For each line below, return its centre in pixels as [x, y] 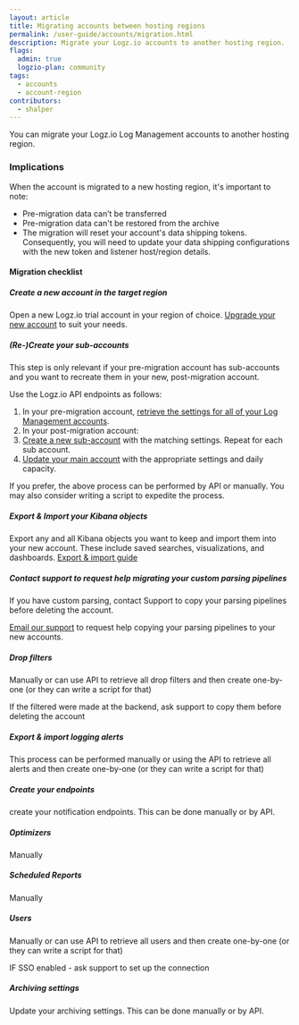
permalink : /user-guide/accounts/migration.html [101, 34]
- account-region [50, 92]
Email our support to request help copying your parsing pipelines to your [142, 628]
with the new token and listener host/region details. [116, 251]
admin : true [40, 59]
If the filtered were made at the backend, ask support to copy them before [145, 707]
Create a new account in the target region [88, 292]
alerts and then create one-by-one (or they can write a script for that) [137, 768]
